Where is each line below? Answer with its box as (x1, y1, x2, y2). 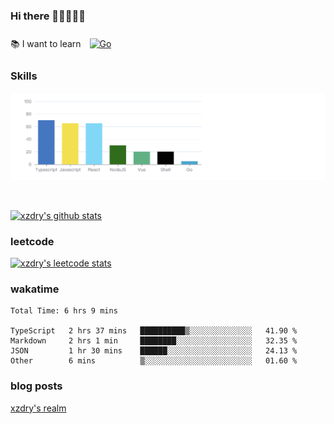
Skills (10, 69, 38, 83)
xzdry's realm (10, 402, 67, 414)
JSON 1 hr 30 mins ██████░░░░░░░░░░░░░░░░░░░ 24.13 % (10, 346, 298, 356)
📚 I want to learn (10, 38, 82, 50)
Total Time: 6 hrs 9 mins (10, 306, 118, 316)
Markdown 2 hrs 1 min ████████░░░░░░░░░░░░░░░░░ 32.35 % (10, 336, 298, 346)
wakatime (10, 282, 60, 296)
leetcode (10, 234, 55, 248)
